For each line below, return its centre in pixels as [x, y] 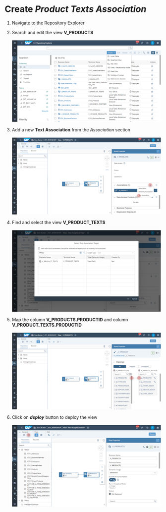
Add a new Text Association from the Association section [71, 130]
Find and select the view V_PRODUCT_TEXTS [58, 222]
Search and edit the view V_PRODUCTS [53, 32]
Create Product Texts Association [76, 9]
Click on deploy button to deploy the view [55, 417]
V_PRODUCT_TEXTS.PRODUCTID [47, 325]
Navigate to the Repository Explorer [48, 23]
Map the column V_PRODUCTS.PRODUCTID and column [70, 319]
